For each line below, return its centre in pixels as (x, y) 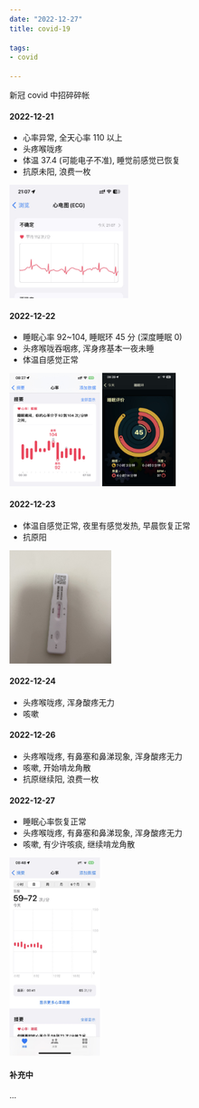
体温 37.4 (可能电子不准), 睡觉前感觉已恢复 (101, 160)
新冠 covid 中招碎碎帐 (50, 95)
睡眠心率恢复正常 (54, 821)
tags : (19, 48)
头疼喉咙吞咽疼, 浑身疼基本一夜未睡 (88, 348)
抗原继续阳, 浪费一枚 (61, 779)
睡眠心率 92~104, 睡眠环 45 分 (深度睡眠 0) (102, 337)
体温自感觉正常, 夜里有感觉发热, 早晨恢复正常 (106, 525)
